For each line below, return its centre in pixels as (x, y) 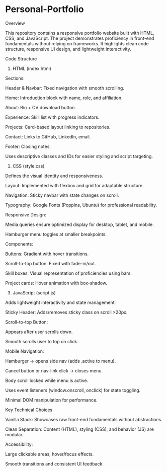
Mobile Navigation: (25, 351)
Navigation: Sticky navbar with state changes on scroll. (62, 195)
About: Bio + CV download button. (41, 107)
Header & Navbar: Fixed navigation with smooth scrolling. (65, 88)
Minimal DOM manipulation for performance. (51, 400)
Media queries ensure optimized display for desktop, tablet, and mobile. (80, 224)
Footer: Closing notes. (28, 146)
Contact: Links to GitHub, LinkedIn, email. (48, 136)
